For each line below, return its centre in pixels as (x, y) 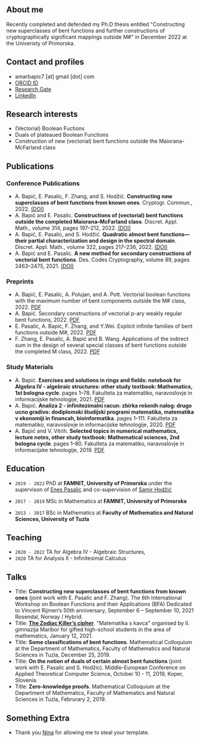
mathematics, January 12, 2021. (54, 636)
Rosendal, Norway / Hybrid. (49, 617)
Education (26, 469)
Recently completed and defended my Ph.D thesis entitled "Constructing (96, 24)
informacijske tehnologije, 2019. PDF (60, 449)
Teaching (24, 538)
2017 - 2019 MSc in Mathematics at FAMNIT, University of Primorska (101, 501)
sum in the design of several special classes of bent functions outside (101, 345)
